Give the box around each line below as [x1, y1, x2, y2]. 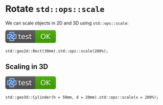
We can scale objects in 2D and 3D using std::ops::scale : [5, 20, 129, 26]
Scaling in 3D [5, 62, 49, 71]
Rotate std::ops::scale [5, 3, 105, 15]
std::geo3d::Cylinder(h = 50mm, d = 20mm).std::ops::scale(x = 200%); [5, 95, 159, 100]
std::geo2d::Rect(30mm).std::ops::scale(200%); [5, 48, 109, 54]
